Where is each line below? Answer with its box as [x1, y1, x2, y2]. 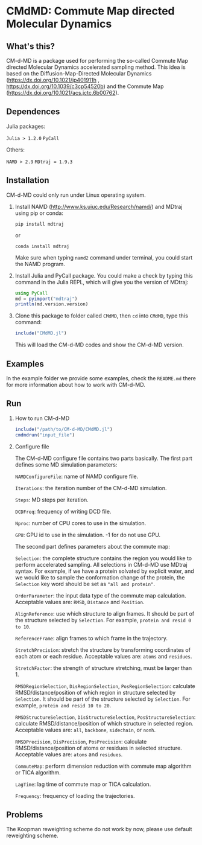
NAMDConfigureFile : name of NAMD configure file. [14, 473, 139, 480]
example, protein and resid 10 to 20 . [14, 701, 112, 709]
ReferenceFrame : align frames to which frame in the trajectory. [14, 634, 168, 642]
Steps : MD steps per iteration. [14, 496, 89, 503]
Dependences [6, 107, 60, 117]
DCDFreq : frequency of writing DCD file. [14, 508, 112, 515]
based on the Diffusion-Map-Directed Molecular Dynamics [6, 70, 152, 77]
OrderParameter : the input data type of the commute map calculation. [14, 591, 186, 599]
